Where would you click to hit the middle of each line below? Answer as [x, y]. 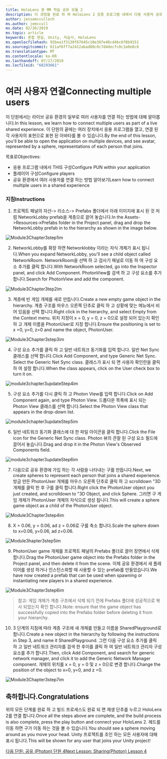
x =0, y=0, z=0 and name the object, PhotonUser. [63, 330]
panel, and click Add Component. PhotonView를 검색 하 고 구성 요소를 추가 [87, 273]
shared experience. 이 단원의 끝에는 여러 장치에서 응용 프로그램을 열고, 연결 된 [82, 129]
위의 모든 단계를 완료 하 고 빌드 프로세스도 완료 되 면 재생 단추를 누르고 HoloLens [84, 710]
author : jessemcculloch [30, 19]
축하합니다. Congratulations [47, 696]
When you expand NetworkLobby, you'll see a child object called [84, 254]
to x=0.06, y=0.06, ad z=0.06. [43, 531]
